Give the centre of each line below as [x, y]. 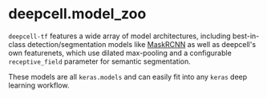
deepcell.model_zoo [77, 14]
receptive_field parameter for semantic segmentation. [99, 61]
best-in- [246, 36]
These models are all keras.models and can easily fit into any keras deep [128, 76]
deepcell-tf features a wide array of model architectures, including [119, 36]
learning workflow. [39, 85]
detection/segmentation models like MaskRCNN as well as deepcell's [142, 44]
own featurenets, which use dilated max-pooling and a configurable [120, 53]
